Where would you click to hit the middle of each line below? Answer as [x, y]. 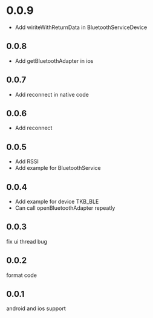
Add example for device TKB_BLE [57, 201]
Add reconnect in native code [52, 94]
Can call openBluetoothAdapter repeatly [65, 208]
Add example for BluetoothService [58, 168]
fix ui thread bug [27, 241]
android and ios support [36, 308]
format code [22, 275]
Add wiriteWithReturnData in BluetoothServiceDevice [81, 27]
